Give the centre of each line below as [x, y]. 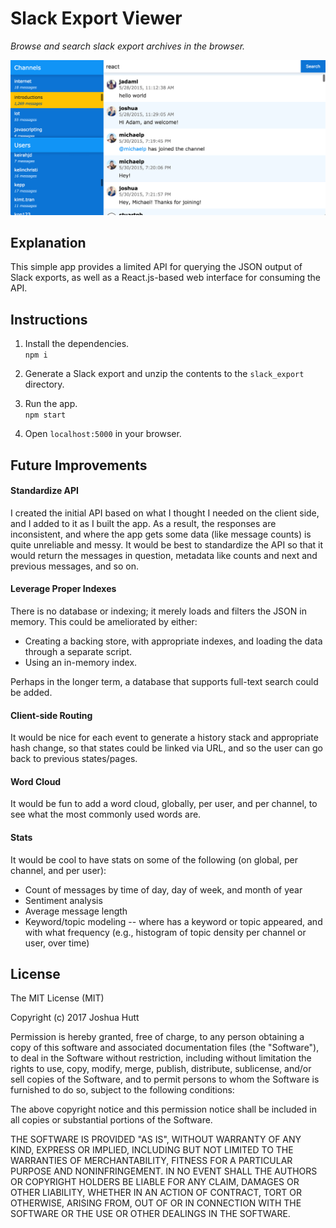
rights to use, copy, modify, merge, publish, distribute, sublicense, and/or [161, 1069]
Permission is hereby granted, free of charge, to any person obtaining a [157, 1037]
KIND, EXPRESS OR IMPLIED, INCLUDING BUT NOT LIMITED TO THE [152, 1150]
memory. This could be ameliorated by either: [104, 621]
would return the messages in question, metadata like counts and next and [164, 555]
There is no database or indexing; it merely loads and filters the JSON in [158, 611]
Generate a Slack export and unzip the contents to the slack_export [164, 374]
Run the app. [51, 404]
